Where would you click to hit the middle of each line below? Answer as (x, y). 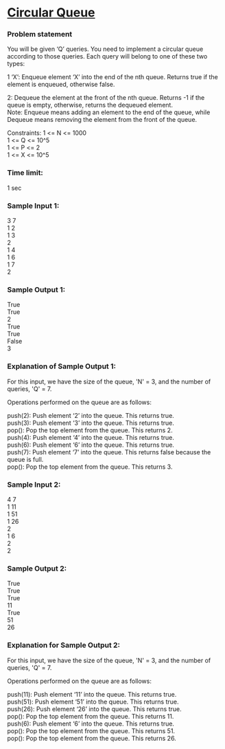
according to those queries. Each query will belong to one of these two (107, 56)
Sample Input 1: (33, 206)
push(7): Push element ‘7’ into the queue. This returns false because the (109, 452)
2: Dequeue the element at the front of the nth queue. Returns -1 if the (106, 98)
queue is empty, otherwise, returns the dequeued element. (90, 105)
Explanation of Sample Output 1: (62, 366)
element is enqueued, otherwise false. (61, 85)
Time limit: (25, 173)
